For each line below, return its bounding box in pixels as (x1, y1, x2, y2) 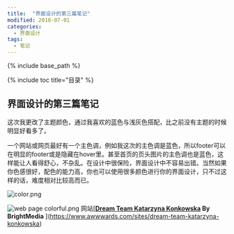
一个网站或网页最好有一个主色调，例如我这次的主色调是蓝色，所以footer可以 (7, 141, 226, 149)
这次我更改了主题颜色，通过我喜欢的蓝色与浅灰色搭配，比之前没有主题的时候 (7, 117, 227, 126)
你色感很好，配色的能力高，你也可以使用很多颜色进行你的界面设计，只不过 (7, 167, 221, 176)
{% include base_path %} (7, 62, 81, 69)
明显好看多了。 (7, 126, 50, 135)
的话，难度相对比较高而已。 (13, 176, 93, 184)
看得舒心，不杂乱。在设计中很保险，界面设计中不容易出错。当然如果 (31, 158, 227, 167)
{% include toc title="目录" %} (7, 76, 94, 84)
